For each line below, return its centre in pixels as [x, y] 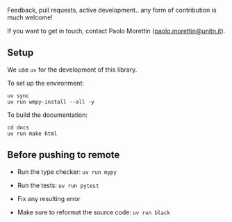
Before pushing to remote [64, 155]
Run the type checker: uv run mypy [67, 172]
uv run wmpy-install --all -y [51, 102]
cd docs [18, 127]
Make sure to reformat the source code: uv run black [94, 212]
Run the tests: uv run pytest [58, 185]
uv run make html [32, 134]
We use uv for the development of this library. [72, 70]
